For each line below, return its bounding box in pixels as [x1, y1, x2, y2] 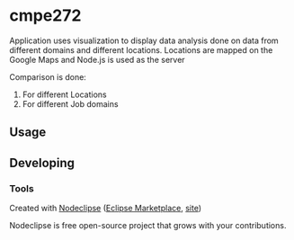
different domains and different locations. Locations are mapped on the [9, 44, 273, 55]
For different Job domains [22, 98, 119, 109]
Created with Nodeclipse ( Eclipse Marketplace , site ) [9, 203, 202, 214]
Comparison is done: [9, 71, 87, 82]
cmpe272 [9, 5, 82, 26]
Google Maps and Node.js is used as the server [9, 54, 186, 65]
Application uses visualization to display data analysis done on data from [9, 35, 279, 46]
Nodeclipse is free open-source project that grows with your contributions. [9, 220, 287, 231]
